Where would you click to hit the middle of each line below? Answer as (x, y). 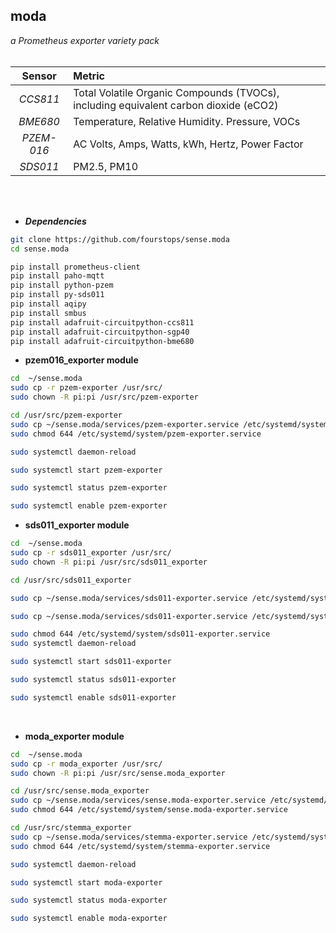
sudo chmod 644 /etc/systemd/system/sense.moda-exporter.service (149, 810)
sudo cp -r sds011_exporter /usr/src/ (91, 553)
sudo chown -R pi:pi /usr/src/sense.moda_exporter (118, 773)
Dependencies (55, 221)
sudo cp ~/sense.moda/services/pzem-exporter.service (125, 424)
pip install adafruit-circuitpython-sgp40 (100, 332)
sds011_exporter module (77, 525)
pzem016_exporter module (81, 360)
